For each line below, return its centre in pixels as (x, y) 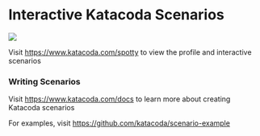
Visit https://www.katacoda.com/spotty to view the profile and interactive (130, 52)
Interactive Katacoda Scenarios (116, 15)
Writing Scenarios (44, 81)
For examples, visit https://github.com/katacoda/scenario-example (119, 123)
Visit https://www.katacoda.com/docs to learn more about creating (120, 99)
